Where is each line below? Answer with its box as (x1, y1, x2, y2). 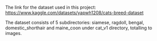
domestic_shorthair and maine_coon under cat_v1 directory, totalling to (5, 25, 152, 31)
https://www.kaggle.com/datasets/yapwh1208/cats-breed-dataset (5, 10, 144, 16)
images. (5, 30, 22, 36)
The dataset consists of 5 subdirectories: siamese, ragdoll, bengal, (5, 20, 144, 25)
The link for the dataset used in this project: (5, 5, 96, 10)
